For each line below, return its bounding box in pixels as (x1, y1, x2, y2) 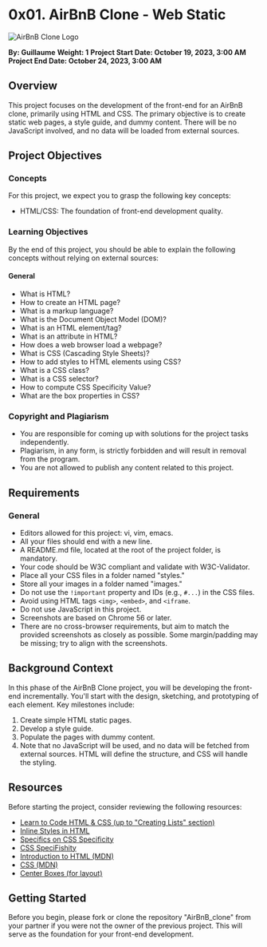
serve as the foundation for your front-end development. (8, 929, 194, 939)
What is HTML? (19, 289, 71, 299)
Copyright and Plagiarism (8, 410, 109, 422)
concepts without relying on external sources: (8, 253, 159, 263)
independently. (19, 438, 69, 447)
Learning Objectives (8, 226, 89, 237)
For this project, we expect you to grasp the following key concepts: (8, 191, 231, 200)
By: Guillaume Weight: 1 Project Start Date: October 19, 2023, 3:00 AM (8, 47, 246, 57)
